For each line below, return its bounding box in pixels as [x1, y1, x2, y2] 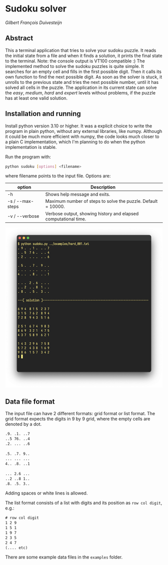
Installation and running [5, 109, 81, 118]
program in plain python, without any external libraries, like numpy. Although [5, 128, 162, 134]
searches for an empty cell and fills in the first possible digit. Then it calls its [5, 68, 161, 74]
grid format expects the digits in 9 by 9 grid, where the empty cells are [5, 416, 150, 422]
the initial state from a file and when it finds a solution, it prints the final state [5, 52, 162, 58]
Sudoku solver [5, 3, 66, 14]
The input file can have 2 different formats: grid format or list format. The [5, 411, 155, 417]
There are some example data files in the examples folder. [5, 554, 123, 560]
